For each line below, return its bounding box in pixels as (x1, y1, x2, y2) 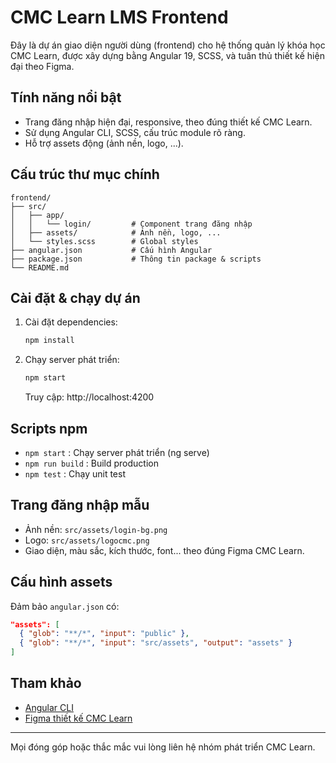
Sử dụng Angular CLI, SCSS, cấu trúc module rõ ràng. (24, 126, 246, 138)
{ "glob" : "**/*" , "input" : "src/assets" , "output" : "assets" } (19, 638, 293, 648)
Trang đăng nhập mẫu (10, 497, 150, 514)
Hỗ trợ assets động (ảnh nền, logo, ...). (24, 137, 184, 149)
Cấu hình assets (10, 574, 113, 591)
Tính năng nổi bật (10, 89, 122, 106)
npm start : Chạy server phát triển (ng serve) (24, 446, 210, 458)
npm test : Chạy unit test (24, 467, 126, 480)
